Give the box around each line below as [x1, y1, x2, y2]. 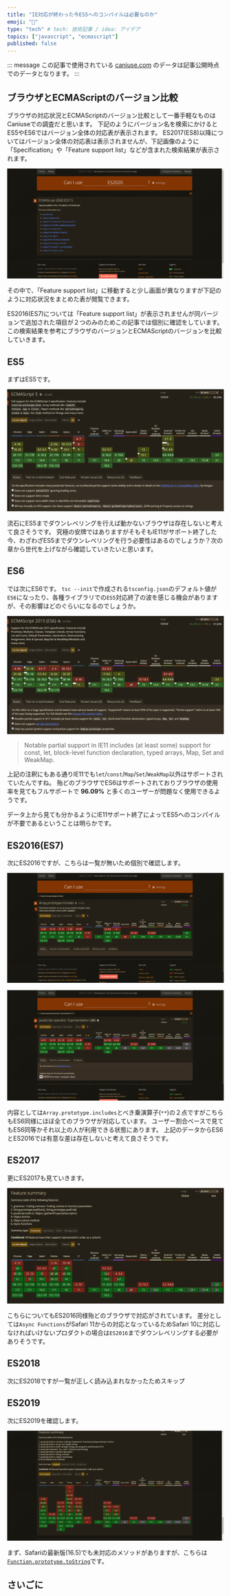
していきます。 [7, 335, 49, 344]
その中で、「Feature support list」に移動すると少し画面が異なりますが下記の [7, 286, 222, 295]
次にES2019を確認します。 [7, 1416, 82, 1424]
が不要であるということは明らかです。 [7, 819, 115, 828]
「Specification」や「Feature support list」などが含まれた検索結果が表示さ [7, 146, 220, 154]
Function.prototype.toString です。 [7, 1557, 108, 1565]
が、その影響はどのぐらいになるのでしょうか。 [7, 601, 140, 610]
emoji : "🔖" [7, 18, 38, 26]
